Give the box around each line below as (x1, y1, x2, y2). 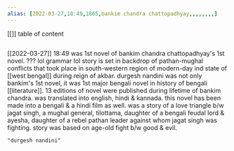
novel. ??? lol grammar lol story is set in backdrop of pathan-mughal (7, 57, 203, 65)
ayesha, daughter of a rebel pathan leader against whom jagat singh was (7, 116, 217, 124)
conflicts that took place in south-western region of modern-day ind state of (7, 64, 228, 72)
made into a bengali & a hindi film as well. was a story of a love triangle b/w (7, 101, 224, 109)
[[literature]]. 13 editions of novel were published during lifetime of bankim (7, 86, 221, 94)
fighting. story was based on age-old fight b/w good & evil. (7, 123, 177, 131)
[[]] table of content (7, 29, 64, 38)
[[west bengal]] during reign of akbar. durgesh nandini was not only (7, 71, 202, 80)
